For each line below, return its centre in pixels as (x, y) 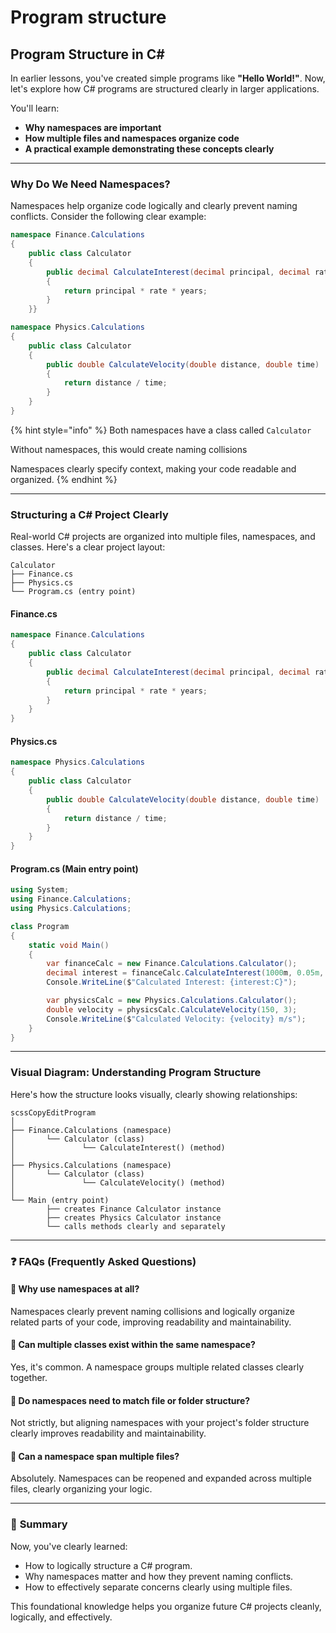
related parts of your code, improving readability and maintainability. (151, 1322)
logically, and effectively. (61, 1617)
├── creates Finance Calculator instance (134, 1209)
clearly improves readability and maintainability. (108, 1433)
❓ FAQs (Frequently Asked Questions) (103, 1261)
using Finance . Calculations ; (71, 899)
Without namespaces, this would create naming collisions (129, 449)
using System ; (40, 890)
